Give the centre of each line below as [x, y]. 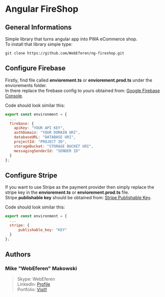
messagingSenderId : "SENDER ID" [47, 151]
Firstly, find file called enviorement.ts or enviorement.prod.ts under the [79, 80]
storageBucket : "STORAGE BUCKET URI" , [54, 146]
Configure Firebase [35, 68]
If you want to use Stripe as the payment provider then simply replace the [80, 187]
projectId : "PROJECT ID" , [41, 142]
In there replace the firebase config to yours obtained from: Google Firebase [82, 90]
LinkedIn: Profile [33, 284]
